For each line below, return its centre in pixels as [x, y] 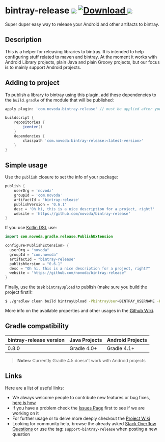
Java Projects [86, 340]
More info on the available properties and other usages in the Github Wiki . [80, 311]
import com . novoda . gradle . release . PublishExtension [59, 237]
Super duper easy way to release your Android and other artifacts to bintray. [82, 24]
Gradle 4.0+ [83, 348]
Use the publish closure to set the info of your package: [62, 177]
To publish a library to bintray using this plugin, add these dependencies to [81, 95]
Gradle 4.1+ [121, 348]
